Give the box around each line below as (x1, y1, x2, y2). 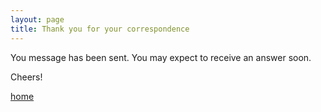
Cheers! (10, 71, 43, 83)
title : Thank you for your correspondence (10, 24, 190, 34)
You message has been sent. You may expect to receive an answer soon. (10, 51, 312, 63)
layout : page (10, 14, 65, 25)
